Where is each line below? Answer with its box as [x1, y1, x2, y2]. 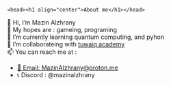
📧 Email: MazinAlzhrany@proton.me [16, 63, 118, 72]
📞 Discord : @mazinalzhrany [16, 71, 95, 78]
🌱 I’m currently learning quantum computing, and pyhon [7, 33, 165, 41]
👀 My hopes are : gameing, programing [7, 26, 118, 33]
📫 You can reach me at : [7, 48, 77, 56]
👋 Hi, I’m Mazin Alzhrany [7, 18, 77, 27]
